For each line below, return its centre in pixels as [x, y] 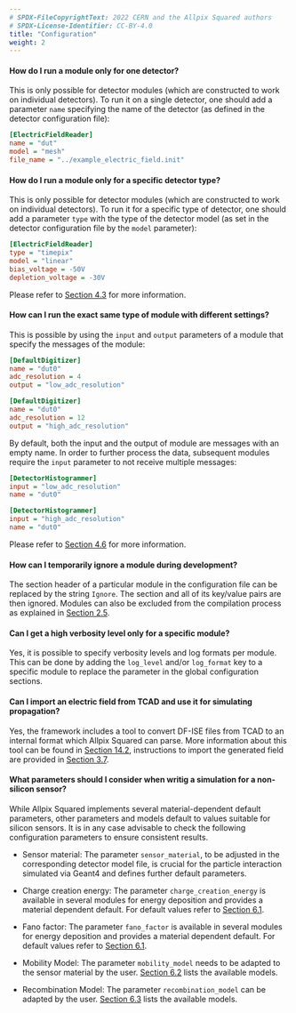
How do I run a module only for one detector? [94, 70]
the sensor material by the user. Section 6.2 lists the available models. [150, 972]
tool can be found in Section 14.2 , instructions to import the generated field [147, 750]
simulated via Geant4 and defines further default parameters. [134, 873]
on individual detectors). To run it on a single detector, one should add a [141, 100]
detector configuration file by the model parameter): [103, 229]
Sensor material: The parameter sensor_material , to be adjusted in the [151, 854]
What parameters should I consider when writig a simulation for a [132, 780]
